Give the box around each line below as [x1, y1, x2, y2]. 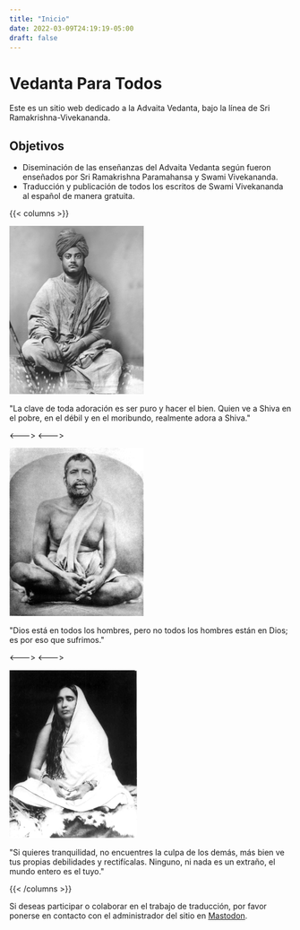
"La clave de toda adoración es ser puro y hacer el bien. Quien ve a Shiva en [9, 404, 292, 414]
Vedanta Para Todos [9, 73, 163, 93]
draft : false [9, 33, 58, 42]
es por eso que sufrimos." [9, 635, 105, 646]
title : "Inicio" [9, 14, 70, 23]
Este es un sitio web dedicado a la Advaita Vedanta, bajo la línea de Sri [9, 103, 270, 114]
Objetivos [9, 138, 64, 153]
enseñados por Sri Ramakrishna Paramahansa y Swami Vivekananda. [21, 171, 279, 183]
